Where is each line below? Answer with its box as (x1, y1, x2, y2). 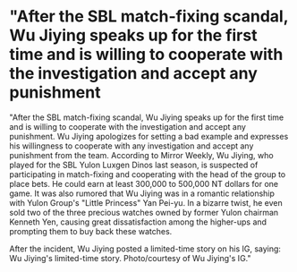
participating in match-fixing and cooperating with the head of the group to (9, 168, 286, 180)
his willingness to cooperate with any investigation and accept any (9, 140, 254, 151)
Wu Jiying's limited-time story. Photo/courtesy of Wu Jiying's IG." (9, 252, 251, 263)
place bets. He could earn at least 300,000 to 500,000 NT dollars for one (9, 178, 279, 189)
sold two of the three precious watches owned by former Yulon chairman (9, 207, 279, 217)
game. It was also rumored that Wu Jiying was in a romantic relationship (9, 188, 276, 199)
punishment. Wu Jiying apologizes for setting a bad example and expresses (9, 131, 289, 141)
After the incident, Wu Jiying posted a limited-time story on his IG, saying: (9, 243, 282, 254)
